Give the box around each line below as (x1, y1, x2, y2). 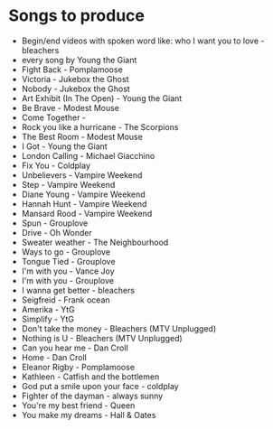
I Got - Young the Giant (21, 141, 108, 152)
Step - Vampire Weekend (21, 179, 116, 190)
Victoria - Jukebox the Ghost (21, 73, 129, 84)
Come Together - (21, 112, 87, 123)
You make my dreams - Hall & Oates (21, 409, 156, 420)
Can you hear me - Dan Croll (21, 342, 128, 353)
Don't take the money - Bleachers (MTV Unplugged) (21, 322, 217, 334)
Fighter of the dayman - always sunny (21, 390, 164, 401)
